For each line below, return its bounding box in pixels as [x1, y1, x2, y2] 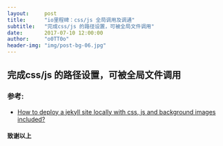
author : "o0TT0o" [7, 36, 70, 43]
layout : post [7, 10, 57, 17]
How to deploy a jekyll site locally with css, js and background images [17, 107, 216, 116]
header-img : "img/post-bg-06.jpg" [7, 42, 107, 49]
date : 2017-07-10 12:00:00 [7, 29, 104, 36]
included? [17, 115, 46, 123]
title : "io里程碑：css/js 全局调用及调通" [7, 17, 135, 23]
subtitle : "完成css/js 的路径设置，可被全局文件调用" [7, 23, 155, 30]
